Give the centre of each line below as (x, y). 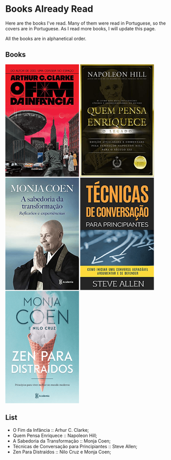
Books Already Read (49, 9)
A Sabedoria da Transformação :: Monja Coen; (62, 441)
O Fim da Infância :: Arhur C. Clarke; (51, 430)
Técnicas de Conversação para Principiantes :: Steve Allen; (75, 446)
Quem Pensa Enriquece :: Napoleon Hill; (55, 435)
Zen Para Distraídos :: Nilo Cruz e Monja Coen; (62, 452)
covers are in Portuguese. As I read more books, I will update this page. (81, 28)
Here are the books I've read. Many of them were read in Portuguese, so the (86, 23)
